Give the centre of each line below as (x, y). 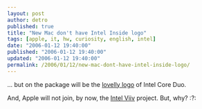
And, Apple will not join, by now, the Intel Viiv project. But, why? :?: (102, 98)
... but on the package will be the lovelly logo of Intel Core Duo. (97, 84)
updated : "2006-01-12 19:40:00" (54, 59)
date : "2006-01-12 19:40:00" (49, 46)
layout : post (26, 13)
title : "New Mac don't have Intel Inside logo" (77, 33)
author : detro (28, 20)
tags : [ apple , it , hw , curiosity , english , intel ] (82, 39)
